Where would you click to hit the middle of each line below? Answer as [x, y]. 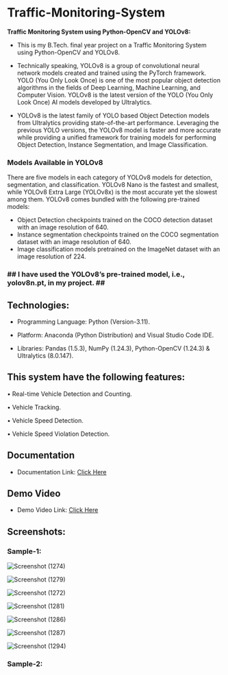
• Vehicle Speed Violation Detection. [59, 434]
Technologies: [38, 305]
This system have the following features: [96, 377]
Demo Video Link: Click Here [58, 510]
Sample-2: [25, 664]
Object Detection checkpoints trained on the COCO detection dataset [115, 220]
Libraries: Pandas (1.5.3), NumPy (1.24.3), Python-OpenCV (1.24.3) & [113, 348]
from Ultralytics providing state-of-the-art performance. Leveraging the [118, 122]
